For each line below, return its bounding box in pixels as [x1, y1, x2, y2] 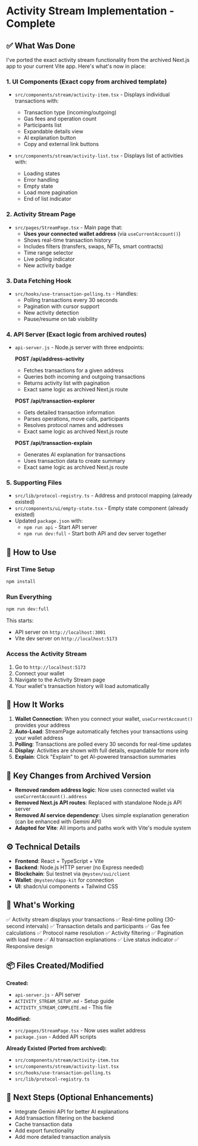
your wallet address [14, 734, 64, 742]
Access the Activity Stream [6, 650, 87, 658]
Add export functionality [14, 1127, 74, 1134]
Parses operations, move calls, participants [23, 415, 130, 422]
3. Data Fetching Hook [6, 276, 71, 285]
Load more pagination [23, 189, 78, 196]
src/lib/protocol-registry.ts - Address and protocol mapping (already [14, 492, 193, 499]
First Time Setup [6, 565, 55, 573]
